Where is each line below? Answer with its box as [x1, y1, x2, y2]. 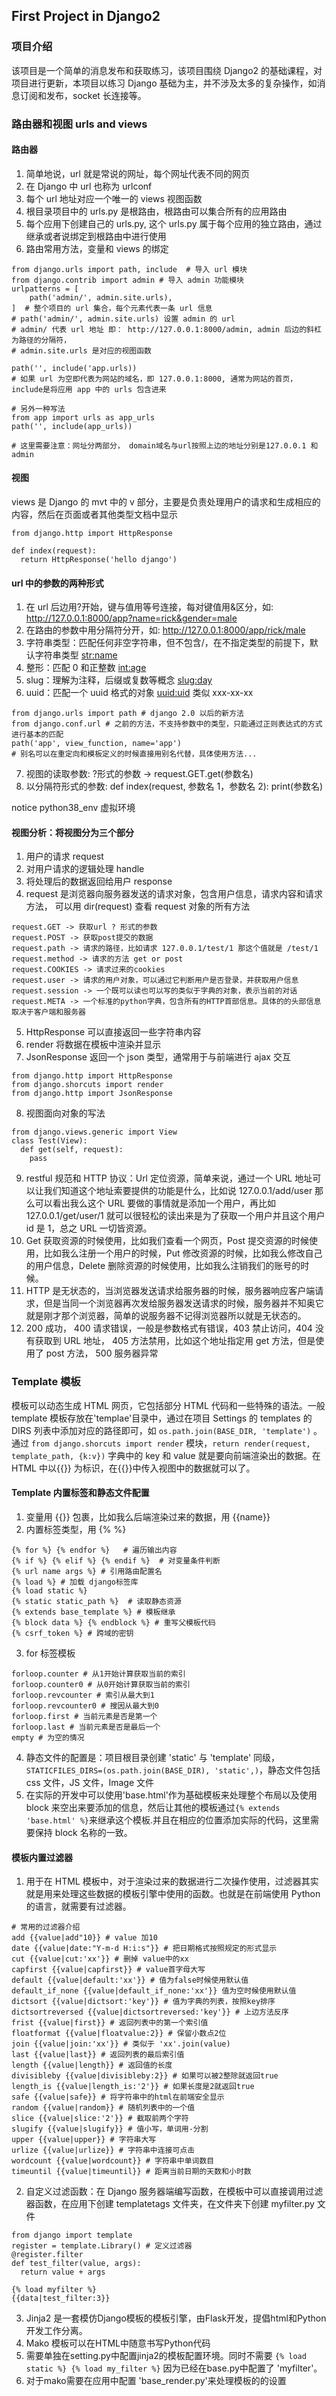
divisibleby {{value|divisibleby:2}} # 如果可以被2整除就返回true [11, 2071, 279, 2081]
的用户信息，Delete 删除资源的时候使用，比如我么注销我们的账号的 [25, 1260, 301, 1272]
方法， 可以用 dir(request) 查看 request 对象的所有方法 [25, 900, 251, 913]
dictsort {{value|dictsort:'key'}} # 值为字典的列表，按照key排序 [11, 1997, 276, 2007]
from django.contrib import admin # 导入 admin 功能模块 [11, 275, 245, 285]
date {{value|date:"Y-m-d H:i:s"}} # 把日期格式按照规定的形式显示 [11, 1944, 278, 1954]
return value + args [20, 2267, 106, 2278]
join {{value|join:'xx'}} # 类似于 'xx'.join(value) [11, 2039, 231, 2049]
